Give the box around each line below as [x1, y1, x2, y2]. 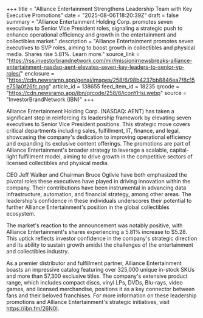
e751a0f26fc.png [6, 83, 49, 90]
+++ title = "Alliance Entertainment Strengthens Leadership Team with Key [6, 5, 193, 12]
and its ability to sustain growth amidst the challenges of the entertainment [6, 241, 193, 249]
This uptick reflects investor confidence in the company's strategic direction [6, 235, 198, 242]
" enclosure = [20, 70, 55, 77]
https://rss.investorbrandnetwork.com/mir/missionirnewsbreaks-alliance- [9, 57, 193, 64]
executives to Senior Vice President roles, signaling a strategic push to [6, 24, 183, 32]
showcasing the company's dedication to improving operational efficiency [6, 133, 191, 141]
